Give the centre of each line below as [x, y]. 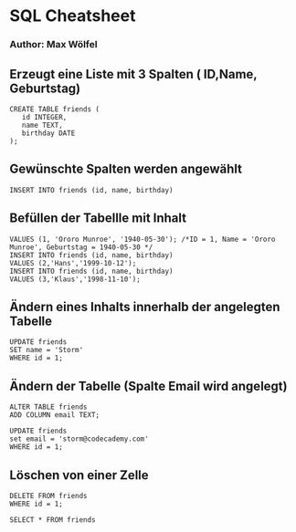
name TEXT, [42, 125]
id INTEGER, [44, 117]
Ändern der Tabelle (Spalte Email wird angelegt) [148, 386]
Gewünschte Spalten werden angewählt [126, 169]
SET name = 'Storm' [47, 350]
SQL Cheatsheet [73, 16]
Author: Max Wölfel [53, 45]
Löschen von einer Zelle [79, 475]
